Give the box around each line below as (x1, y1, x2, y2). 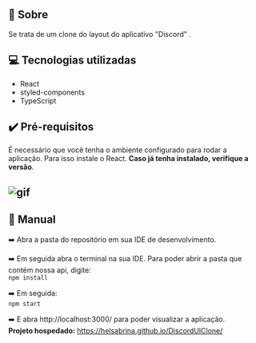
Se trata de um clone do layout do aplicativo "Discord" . (8, 29, 192, 38)
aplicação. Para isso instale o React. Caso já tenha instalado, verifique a (8, 154, 249, 163)
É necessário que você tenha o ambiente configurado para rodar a (8, 145, 227, 155)
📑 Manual (8, 213, 56, 227)
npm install (8, 273, 48, 281)
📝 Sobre (8, 8, 49, 22)
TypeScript (19, 95, 57, 105)
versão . (8, 162, 34, 172)
